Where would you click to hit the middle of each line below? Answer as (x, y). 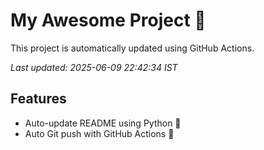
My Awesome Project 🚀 (108, 20)
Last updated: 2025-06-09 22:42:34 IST (94, 67)
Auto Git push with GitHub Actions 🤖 (99, 133)
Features (38, 99)
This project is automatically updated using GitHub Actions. (132, 48)
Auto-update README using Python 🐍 (103, 123)
